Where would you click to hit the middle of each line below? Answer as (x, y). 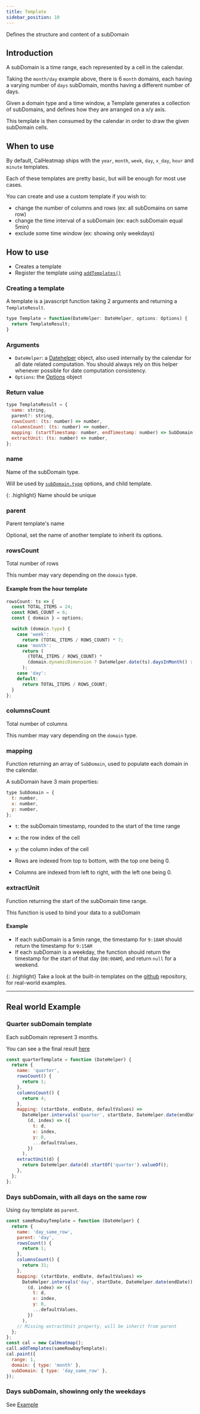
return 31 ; (35, 1265)
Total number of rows (32, 563)
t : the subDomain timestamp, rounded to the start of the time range (97, 826)
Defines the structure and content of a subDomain (68, 34)
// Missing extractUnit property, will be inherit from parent (97, 1326)
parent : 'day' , (36, 1237)
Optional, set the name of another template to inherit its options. (85, 535)
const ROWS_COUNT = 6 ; (40, 612)
